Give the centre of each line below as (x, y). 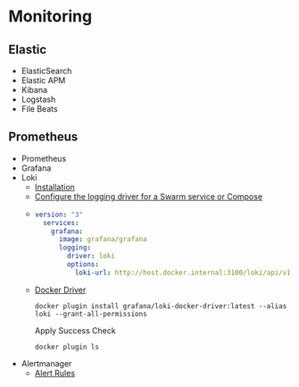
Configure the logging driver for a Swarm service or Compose (149, 196)
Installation (54, 187)
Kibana (34, 90)
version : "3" (59, 215)
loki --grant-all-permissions (91, 314)
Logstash (38, 99)
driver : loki (91, 257)
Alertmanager (46, 363)
